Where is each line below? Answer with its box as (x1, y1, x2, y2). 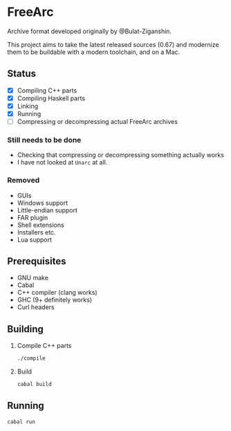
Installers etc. (17, 228, 56, 236)
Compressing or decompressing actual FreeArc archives (17, 118, 178, 125)
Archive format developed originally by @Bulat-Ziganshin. (7, 27, 172, 35)
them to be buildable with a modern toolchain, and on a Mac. (7, 48, 181, 56)
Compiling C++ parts (17, 86, 77, 94)
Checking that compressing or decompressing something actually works (17, 151, 225, 159)
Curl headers (17, 303, 55, 311)
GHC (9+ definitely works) (17, 295, 92, 304)
